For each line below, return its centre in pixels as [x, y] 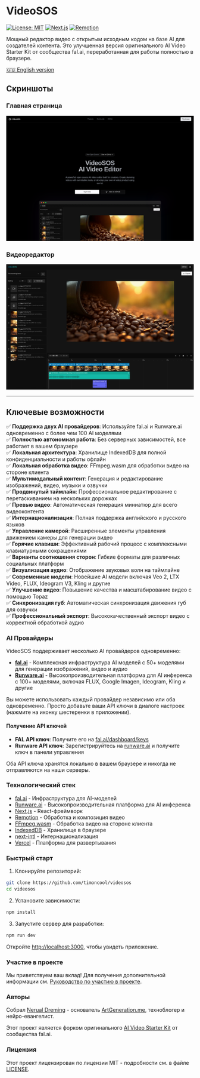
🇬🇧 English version [30, 69]
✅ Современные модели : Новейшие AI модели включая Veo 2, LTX [93, 577]
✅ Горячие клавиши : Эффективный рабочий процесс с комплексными [97, 544]
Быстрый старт [30, 858]
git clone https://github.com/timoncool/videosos [69, 883]
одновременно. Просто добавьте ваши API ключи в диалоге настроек [95, 706]
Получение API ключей [37, 726]
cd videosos [21, 889]
